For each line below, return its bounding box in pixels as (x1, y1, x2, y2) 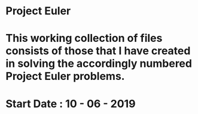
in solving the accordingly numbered (5, 57, 193, 70)
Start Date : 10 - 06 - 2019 (5, 97, 136, 110)
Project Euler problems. (5, 70, 125, 83)
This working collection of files (5, 32, 163, 45)
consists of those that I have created (5, 44, 191, 58)
